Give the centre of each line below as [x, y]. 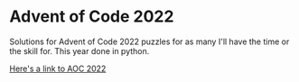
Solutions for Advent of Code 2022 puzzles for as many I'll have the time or [149, 41]
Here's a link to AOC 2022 [58, 68]
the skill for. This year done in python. [79, 50]
